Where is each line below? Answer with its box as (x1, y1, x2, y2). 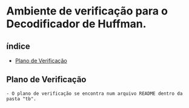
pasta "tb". (6, 95, 36, 102)
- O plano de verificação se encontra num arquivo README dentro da (6, 91, 183, 97)
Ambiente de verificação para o (6, 4, 168, 18)
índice (6, 41, 30, 51)
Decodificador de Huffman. (6, 17, 147, 31)
